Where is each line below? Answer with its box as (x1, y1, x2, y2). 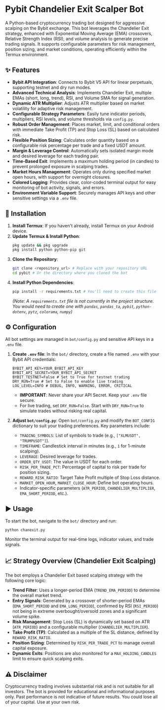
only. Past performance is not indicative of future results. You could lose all (5, 694, 158, 700)
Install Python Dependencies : (12, 279, 75, 286)
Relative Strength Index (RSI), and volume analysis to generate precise (5, 36, 148, 42)
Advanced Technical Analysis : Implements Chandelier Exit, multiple (12, 89, 152, 95)
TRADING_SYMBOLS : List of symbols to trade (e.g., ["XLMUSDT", (19, 432, 141, 438)
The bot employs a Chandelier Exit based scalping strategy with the (5, 572, 143, 579)
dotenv (12, 309, 26, 315)
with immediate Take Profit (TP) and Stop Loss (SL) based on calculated (12, 127, 159, 132)
